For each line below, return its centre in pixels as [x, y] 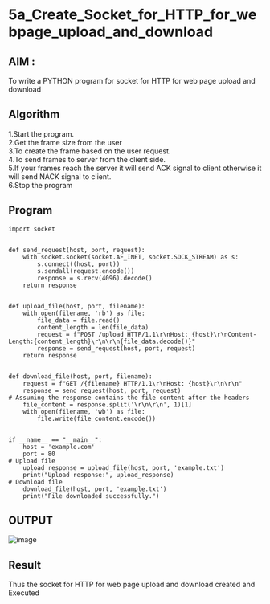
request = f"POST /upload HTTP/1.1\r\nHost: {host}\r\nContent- [147, 334]
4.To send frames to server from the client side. [87, 159]
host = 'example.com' [59, 447]
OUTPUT [31, 521]
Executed [24, 593]
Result [25, 565]
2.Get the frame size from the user [65, 142]
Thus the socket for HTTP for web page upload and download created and [132, 585]
